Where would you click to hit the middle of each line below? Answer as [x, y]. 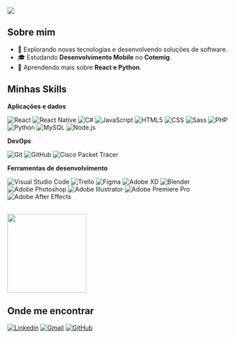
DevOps [19, 141]
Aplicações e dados [37, 106]
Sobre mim [32, 33]
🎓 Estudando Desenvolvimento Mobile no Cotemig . [94, 57]
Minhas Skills [37, 89]
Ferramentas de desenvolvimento [58, 168]
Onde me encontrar [51, 311]
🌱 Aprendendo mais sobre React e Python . [79, 67]
